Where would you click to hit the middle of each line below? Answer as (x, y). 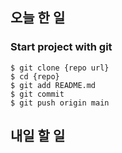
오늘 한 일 (38, 18)
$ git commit (37, 94)
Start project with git (61, 47)
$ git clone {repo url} (60, 68)
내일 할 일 (38, 136)
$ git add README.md (53, 85)
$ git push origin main (60, 103)
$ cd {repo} (35, 76)
